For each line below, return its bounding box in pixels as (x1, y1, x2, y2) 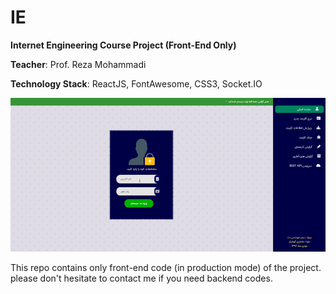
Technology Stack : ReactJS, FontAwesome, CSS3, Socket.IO (10, 77, 263, 90)
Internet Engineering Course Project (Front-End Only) (10, 39, 237, 51)
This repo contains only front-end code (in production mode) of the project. (10, 261, 322, 273)
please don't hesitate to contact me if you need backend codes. (10, 272, 273, 284)
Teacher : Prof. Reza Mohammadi (10, 58, 147, 70)
